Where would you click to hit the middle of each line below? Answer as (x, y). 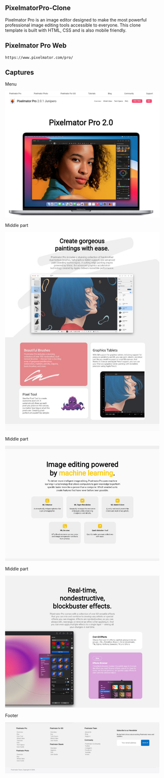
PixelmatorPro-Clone (38, 8)
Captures (20, 73)
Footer (12, 715)
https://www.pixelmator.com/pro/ (39, 57)
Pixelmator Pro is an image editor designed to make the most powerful (76, 20)
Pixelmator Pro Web (36, 46)
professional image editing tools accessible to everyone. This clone (73, 25)
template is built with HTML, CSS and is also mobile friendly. (66, 30)
